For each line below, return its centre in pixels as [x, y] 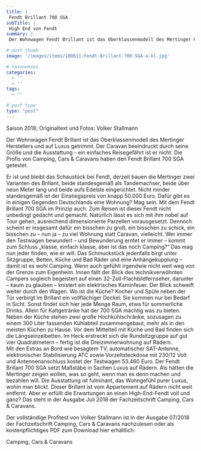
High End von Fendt [33, 28]
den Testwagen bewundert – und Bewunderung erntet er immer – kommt [96, 240]
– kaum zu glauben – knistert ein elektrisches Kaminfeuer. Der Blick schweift [100, 284]
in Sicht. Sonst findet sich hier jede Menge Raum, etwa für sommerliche [95, 304]
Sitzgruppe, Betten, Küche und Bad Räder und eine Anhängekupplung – [94, 259]
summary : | [20, 34]
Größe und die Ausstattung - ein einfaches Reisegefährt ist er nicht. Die [94, 152]
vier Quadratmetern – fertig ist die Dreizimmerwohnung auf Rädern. [89, 342]
